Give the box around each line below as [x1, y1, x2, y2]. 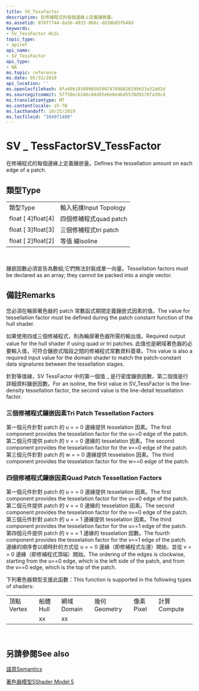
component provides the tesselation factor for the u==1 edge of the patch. [6, 523, 188, 530]
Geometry [94, 605, 123, 613]
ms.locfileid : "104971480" [6, 114, 73, 120]
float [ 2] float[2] [9, 237, 54, 244]
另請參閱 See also [6, 649, 70, 659]
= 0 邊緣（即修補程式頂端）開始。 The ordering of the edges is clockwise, [6, 551, 185, 558]
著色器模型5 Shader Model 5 [6, 679, 74, 686]
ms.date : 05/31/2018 [6, 75, 57, 81]
